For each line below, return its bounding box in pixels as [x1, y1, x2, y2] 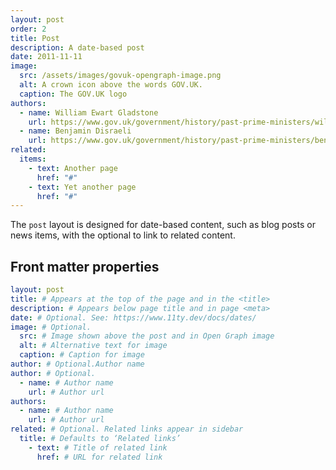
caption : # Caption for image [19, 350, 145, 360]
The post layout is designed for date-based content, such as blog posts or [10, 219, 316, 231]
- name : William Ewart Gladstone [19, 107, 159, 118]
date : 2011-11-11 [10, 52, 83, 62]
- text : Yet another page [28, 182, 137, 192]
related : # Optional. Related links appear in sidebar [10, 424, 244, 435]
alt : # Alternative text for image [19, 341, 168, 351]
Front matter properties [10, 258, 160, 275]
